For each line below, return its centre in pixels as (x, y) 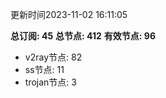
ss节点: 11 (44, 69)
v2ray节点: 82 (53, 57)
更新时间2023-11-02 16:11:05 (69, 14)
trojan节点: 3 (50, 82)
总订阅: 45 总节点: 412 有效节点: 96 (83, 36)
